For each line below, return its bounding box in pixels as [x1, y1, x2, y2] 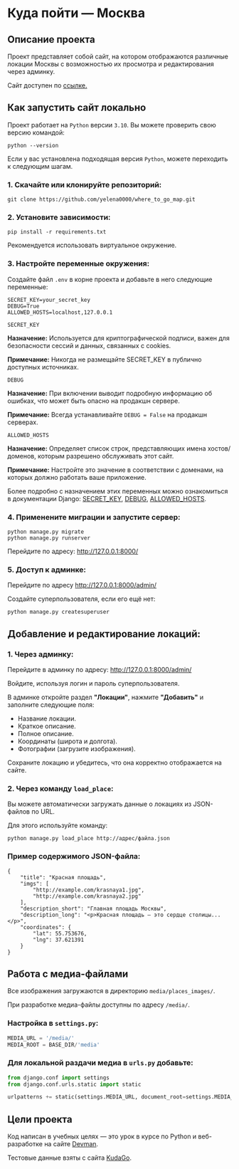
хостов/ [207, 444, 231, 453]
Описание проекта [7, 33, 95, 46]
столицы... [188, 911, 221, 918]
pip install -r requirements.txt [7, 229, 107, 236]
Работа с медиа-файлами [7, 968, 129, 980]
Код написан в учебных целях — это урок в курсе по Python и [7, 1132, 197, 1141]
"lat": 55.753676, [33, 930, 87, 937]
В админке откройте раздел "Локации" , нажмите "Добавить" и [7, 693, 204, 701]
